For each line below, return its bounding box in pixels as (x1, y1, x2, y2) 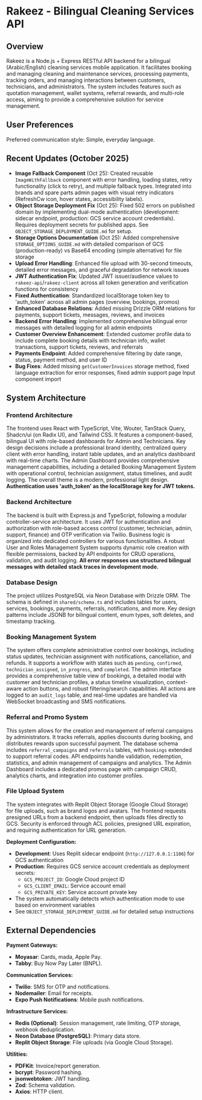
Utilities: (6, 1050, 28, 1058)
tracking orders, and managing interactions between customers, (6, 77, 166, 84)
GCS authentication (14, 856, 64, 863)
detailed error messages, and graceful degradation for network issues (14, 266, 190, 273)
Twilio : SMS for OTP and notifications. (14, 983, 110, 990)
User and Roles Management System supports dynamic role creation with (6, 544, 189, 551)
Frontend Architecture (6, 410, 73, 419)
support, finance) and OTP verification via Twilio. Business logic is (6, 531, 171, 538)
